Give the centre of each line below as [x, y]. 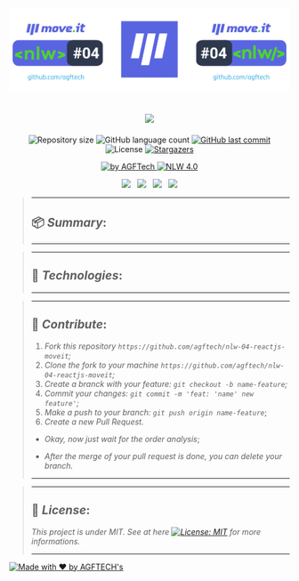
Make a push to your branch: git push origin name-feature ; [155, 412]
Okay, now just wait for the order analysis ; [122, 439]
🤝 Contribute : [69, 324]
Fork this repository [80, 346]
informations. [56, 541]
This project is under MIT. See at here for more [146, 531]
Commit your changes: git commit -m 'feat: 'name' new [149, 393]
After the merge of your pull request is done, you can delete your [163, 456]
